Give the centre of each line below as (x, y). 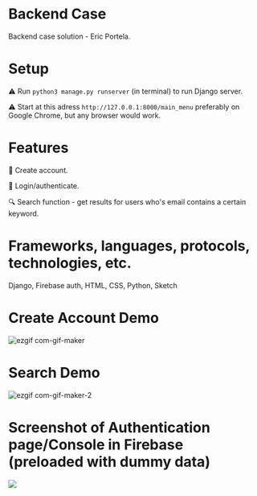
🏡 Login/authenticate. (44, 185)
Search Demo (54, 372)
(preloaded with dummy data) (110, 462)
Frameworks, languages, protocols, (129, 246)
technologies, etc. (70, 263)
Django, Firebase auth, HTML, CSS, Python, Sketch (93, 285)
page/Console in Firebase (96, 444)
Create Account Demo (84, 318)
